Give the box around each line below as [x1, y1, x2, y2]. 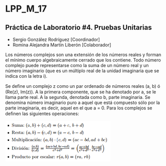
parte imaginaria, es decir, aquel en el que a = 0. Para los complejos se [5, 105, 152, 111]
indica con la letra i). [5, 73, 48, 79]
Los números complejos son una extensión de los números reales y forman [5, 51, 161, 58]
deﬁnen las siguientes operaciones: [5, 110, 79, 117]
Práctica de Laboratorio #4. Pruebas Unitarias [5, 23, 152, 32]
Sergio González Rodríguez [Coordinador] [12, 36, 100, 42]
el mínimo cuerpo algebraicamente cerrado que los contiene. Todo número [5, 57, 161, 63]
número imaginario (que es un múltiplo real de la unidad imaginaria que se [5, 68, 159, 74]
